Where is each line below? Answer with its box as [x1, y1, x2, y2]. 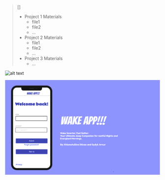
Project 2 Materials [24, 34, 63, 40]
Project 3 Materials [24, 56, 63, 61]
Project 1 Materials [24, 14, 62, 19]
